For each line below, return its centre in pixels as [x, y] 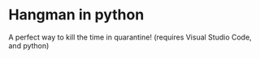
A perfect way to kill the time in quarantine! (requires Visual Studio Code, [130, 37]
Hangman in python [76, 15]
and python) [29, 45]
